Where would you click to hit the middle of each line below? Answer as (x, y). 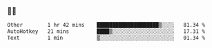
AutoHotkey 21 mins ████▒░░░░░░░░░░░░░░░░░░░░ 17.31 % (106, 32)
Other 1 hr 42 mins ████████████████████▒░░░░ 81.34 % (106, 25)
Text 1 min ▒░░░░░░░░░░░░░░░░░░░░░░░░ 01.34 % (106, 38)
